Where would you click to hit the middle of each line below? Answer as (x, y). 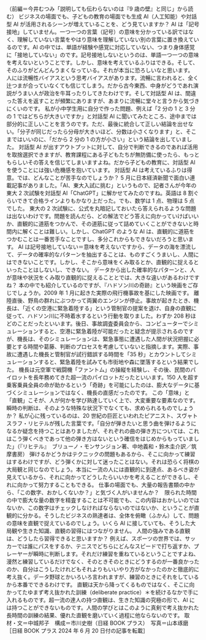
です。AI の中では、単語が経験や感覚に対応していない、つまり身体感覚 (106, 47)
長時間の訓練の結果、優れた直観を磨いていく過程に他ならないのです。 (95, 615)
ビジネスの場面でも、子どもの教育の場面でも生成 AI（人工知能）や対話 (108, 16)
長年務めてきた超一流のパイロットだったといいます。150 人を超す (116, 377)
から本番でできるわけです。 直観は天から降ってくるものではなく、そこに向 (101, 584)
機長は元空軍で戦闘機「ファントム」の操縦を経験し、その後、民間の (104, 369)
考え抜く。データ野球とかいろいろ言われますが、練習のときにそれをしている (103, 577)
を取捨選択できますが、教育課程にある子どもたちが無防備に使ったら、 (95, 154)
